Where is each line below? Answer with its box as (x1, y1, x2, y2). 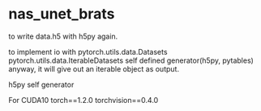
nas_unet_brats (8, 5, 115, 23)
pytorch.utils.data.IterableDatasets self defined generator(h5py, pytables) (8, 55, 254, 65)
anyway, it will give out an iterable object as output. (8, 64, 180, 73)
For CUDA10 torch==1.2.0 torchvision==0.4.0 (8, 95, 159, 105)
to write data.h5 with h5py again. (8, 31, 118, 41)
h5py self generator (8, 80, 75, 89)
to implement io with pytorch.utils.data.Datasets (8, 47, 168, 56)
